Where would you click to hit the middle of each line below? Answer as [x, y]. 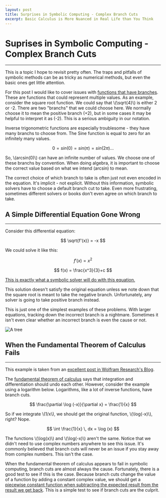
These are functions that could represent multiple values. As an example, [80, 97]
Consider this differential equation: [40, 231]
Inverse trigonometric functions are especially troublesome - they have [77, 128]
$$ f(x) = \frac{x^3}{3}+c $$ [83, 270]
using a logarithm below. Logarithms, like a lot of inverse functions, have [79, 389]
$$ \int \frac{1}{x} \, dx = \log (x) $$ [83, 429]
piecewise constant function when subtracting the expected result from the [82, 485]
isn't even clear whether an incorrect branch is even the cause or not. [76, 320]
